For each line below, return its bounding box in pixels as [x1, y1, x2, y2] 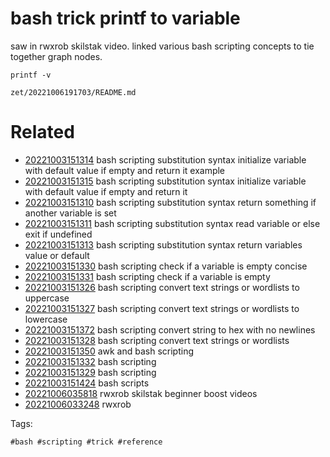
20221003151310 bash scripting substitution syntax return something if [24, 196, 317, 208]
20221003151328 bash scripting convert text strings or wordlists [24, 334, 290, 346]
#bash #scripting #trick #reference [10, 437, 163, 447]
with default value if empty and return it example [24, 164, 226, 176]
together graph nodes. [10, 50, 103, 62]
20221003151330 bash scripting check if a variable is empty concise [24, 260, 308, 272]
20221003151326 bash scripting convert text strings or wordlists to [24, 281, 300, 293]
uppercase [24, 292, 70, 304]
